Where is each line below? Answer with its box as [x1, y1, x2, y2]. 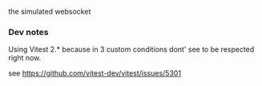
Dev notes [8, 26, 49, 37]
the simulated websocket [8, 7, 91, 16]
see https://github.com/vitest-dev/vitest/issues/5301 [8, 68, 182, 78]
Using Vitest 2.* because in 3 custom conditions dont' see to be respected [8, 45, 255, 54]
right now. [8, 53, 42, 63]
